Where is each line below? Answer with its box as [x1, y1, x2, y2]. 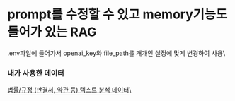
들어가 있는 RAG [7, 24, 97, 40]
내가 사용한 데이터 [7, 68, 65, 78]
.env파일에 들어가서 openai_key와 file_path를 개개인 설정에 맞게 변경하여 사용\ [7, 49, 225, 57]
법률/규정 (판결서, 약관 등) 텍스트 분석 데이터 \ [7, 85, 132, 94]
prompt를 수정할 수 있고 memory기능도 [7, 6, 228, 23]
